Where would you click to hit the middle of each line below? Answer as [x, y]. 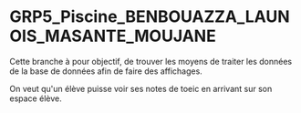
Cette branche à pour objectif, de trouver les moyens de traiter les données [151, 61]
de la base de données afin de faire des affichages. [106, 71]
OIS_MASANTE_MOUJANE [113, 36]
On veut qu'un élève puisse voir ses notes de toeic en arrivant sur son [141, 88]
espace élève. [36, 98]
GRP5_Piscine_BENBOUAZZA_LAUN [150, 17]
